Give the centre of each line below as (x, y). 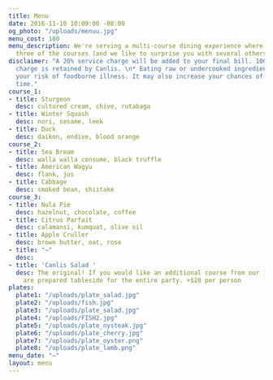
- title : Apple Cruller (49, 235)
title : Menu (28, 16)
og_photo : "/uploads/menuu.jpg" (63, 31)
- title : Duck (32, 129)
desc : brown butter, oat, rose (69, 243)
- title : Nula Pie (39, 205)
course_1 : (25, 91)
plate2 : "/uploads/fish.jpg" (65, 303)
